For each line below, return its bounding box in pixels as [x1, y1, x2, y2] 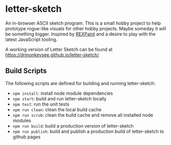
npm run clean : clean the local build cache [12, 106, 102, 113]
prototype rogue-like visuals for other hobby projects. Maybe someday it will [5, 25, 166, 31]
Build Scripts [5, 67, 47, 75]
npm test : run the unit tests [12, 101, 70, 107]
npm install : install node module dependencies [12, 90, 113, 96]
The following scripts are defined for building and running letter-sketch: [5, 80, 156, 86]
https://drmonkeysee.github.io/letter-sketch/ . [5, 52, 101, 58]
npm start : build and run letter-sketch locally [12, 95, 107, 101]
